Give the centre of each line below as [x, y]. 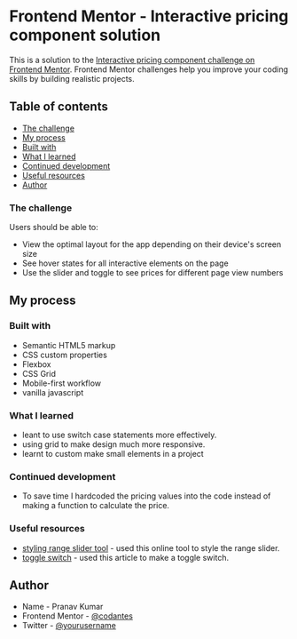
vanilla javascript [53, 392]
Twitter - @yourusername [69, 626]
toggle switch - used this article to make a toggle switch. [125, 557]
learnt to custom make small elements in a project [113, 454]
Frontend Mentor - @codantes [77, 616]
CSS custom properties [65, 355]
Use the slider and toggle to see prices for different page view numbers [152, 273]
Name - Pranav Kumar [63, 607]
